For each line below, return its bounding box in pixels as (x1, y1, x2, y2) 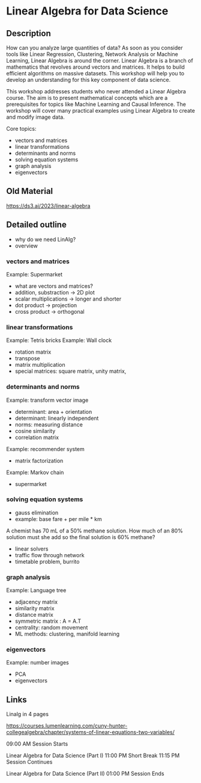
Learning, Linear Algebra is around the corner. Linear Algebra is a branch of (6, 57, 193, 64)
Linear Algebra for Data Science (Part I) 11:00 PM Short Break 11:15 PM (6, 752, 180, 760)
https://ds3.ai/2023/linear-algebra (6, 202, 91, 209)
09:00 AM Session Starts (6, 740, 68, 747)
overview (14, 242, 38, 249)
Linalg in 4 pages (6, 711, 49, 718)
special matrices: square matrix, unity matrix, (14, 367, 127, 375)
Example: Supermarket (6, 270, 63, 278)
